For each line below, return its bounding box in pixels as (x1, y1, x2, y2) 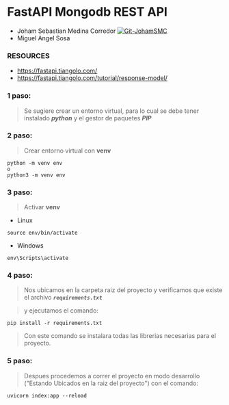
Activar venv (23, 203, 60, 211)
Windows (16, 241, 44, 250)
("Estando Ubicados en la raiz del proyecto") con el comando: (23, 379, 198, 387)
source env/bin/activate (7, 230, 78, 237)
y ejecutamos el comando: (23, 306, 99, 315)
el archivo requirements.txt (23, 293, 103, 302)
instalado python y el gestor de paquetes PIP (23, 114, 152, 122)
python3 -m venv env (7, 172, 66, 179)
